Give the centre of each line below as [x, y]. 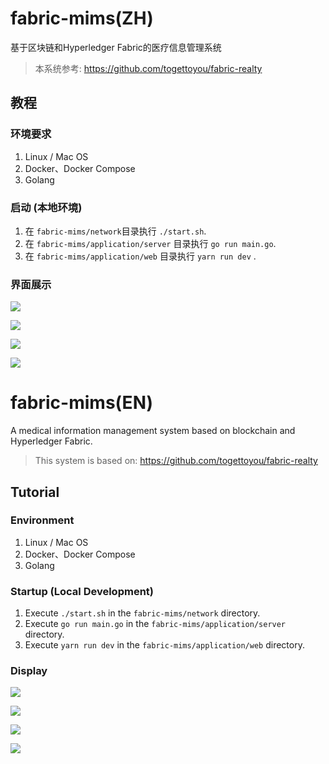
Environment [42, 520]
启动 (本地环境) [46, 207]
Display [29, 671]
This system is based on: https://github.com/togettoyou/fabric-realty [176, 461]
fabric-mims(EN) [82, 403]
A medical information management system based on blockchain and [153, 431]
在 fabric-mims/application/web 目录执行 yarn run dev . [140, 256]
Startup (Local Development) [82, 591]
